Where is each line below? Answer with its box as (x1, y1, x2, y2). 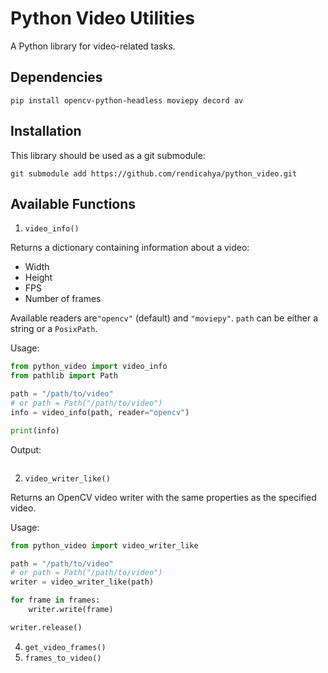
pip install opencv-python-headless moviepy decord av (10, 95, 244, 106)
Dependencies (10, 69, 103, 86)
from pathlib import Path (10, 371, 118, 381)
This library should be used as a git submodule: (10, 149, 206, 161)
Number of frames (24, 293, 102, 305)
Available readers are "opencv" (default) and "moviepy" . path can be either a (10, 312, 319, 324)
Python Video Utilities (10, 7, 195, 30)
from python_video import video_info (10, 362, 168, 372)
